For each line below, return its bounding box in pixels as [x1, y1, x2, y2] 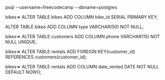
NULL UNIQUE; [5, 39, 37, 45]
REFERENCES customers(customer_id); [5, 54, 87, 60]
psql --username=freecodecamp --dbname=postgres [5, 5, 118, 10]
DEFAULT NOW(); [5, 69, 42, 75]
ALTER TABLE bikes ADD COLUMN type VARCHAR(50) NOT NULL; [5, 24, 144, 30]
